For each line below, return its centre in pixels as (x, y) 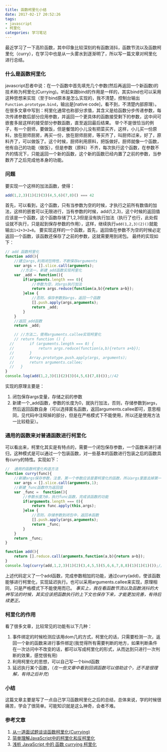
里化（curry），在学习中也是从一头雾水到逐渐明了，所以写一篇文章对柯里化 (81, 54)
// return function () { (40, 339)
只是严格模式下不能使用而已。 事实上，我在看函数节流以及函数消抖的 (84, 588)
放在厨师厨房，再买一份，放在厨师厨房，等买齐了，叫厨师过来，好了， (85, 135)
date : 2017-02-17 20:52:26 (33, 14)
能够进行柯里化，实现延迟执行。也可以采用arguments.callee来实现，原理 (79, 582)
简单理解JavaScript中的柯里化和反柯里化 (54, 738)
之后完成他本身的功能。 (42, 160)
